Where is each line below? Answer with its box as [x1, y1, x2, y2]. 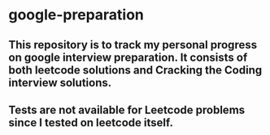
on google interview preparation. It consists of [8, 50, 248, 64]
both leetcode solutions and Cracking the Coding [8, 63, 263, 77]
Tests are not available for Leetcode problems [8, 103, 246, 116]
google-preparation [8, 6, 145, 24]
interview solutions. [8, 75, 112, 90]
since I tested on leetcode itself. [8, 116, 173, 129]
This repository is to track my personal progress [8, 38, 258, 52]
